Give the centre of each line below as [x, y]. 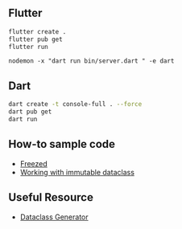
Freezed [34, 163]
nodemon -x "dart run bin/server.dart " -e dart [91, 61]
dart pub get [30, 112]
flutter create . [37, 31]
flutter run [28, 47]
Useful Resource [51, 197]
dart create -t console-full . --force [75, 104]
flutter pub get [35, 39]
